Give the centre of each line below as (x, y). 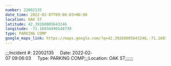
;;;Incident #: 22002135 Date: (38, 53)
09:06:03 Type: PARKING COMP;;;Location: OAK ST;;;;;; (73, 58)
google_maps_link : (25, 39)
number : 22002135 (24, 10)
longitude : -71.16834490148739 (38, 29)
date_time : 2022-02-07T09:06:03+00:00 (46, 15)
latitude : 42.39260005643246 (36, 24)
